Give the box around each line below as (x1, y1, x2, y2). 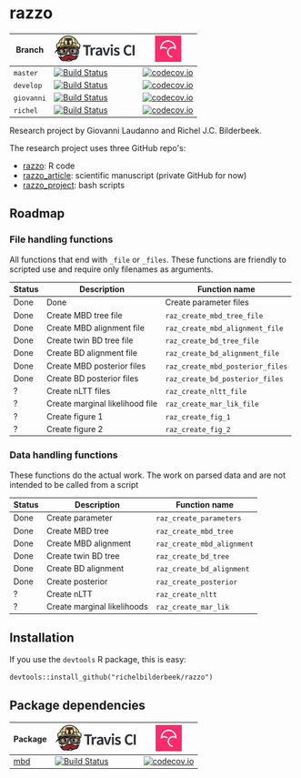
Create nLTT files (46, 386, 111, 397)
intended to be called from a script (9, 479, 139, 490)
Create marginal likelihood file (46, 399, 158, 409)
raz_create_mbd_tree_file (165, 311, 264, 320)
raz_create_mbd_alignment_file (165, 324, 284, 333)
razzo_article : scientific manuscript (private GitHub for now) (22, 169, 247, 180)
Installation (9, 631, 75, 646)
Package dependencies (9, 697, 145, 712)
